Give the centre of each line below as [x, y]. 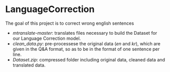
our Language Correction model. [47, 38]
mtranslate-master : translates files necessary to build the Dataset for [85, 33]
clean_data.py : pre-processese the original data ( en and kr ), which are [87, 43]
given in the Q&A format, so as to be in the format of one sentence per [86, 49]
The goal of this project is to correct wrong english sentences [70, 23]
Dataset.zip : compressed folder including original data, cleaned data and [89, 59]
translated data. [29, 65]
